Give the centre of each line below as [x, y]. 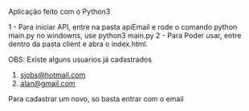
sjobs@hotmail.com [53, 75]
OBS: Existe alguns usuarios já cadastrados [80, 59]
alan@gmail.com [47, 83]
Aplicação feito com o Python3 [59, 12]
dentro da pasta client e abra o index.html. [78, 44]
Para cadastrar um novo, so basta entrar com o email [96, 99]
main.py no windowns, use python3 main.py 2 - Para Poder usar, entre [125, 36]
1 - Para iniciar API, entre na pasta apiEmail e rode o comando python [123, 27]
